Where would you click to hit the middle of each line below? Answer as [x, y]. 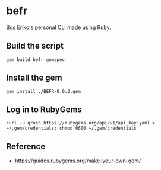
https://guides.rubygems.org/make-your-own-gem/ [78, 161]
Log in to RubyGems [44, 109]
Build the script [35, 46]
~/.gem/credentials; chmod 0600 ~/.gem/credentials [71, 129]
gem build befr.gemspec [36, 60]
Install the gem [34, 78]
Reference [26, 146]
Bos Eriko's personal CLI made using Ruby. [59, 27]
